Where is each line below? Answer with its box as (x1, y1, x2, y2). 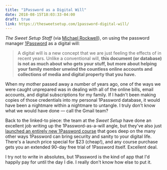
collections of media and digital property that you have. (17, 71, 136, 78)
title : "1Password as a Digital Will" (5, 7, 87, 13)
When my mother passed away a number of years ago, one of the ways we (5, 81, 161, 87)
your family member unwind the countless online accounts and (17, 66, 152, 72)
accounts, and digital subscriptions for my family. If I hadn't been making (5, 92, 156, 98)
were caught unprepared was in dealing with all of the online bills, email (5, 86, 154, 93)
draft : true (5, 17, 30, 22)
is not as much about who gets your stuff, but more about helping (17, 61, 157, 67)
